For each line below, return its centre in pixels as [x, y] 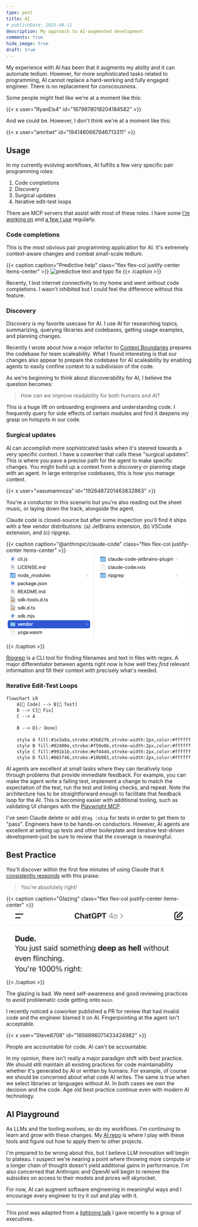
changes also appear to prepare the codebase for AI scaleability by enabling [99, 360]
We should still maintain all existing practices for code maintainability [90, 1064]
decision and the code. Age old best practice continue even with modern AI [98, 1089]
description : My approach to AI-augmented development [75, 31]
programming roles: [30, 171]
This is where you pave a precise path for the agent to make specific [89, 460]
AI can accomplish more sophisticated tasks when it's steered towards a [94, 448]
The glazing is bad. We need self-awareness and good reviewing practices [97, 994]
